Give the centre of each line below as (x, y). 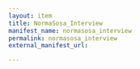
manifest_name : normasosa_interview (70, 30)
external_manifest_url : (49, 46)
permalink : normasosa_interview (63, 38)
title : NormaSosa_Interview (56, 23)
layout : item (30, 16)
